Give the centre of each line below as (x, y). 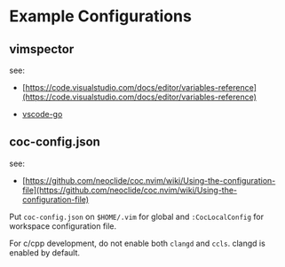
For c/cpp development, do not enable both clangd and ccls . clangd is (138, 243)
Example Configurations (101, 16)
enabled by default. (45, 252)
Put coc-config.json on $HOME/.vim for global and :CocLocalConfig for (137, 216)
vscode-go (42, 114)
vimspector (42, 49)
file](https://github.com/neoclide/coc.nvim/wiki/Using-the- (130, 190)
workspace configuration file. (63, 226)
